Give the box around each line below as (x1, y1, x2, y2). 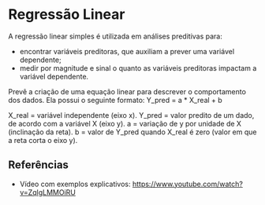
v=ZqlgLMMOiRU (19, 187, 77, 197)
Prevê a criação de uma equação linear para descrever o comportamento (8, 86, 247, 96)
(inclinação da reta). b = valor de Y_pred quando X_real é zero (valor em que (8, 127, 257, 137)
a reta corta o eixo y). (8, 135, 78, 145)
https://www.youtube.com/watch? (132, 179, 243, 189)
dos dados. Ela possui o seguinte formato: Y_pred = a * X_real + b (8, 95, 222, 104)
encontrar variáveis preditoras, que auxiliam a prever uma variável (19, 46, 235, 56)
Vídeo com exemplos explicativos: (19, 179, 132, 189)
